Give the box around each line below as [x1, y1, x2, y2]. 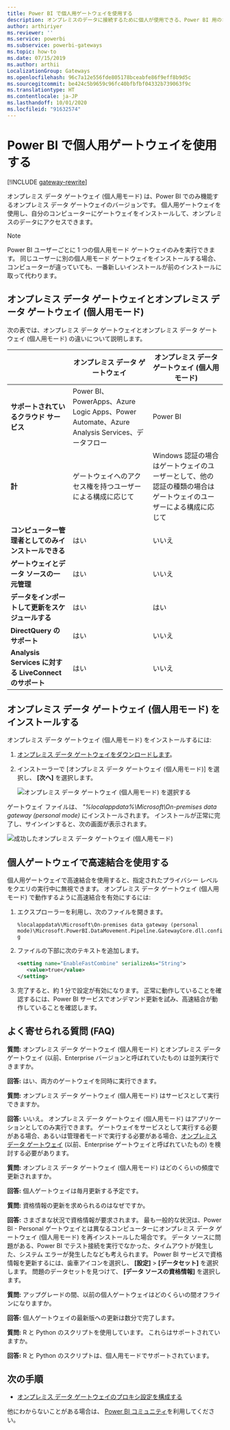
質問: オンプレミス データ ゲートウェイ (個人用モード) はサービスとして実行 [7, 1091, 220, 1099]
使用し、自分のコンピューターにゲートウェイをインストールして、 [7, 209, 193, 217]
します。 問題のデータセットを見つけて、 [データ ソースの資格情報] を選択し [7, 1267, 221, 1276]
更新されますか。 [7, 1172, 55, 1180]
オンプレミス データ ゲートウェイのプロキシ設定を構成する [16, 1393, 183, 1401]
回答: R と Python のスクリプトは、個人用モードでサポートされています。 [7, 1351, 214, 1359]
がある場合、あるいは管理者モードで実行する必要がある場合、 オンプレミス [7, 1131, 217, 1140]
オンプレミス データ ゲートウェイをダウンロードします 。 [16, 750, 176, 759]
